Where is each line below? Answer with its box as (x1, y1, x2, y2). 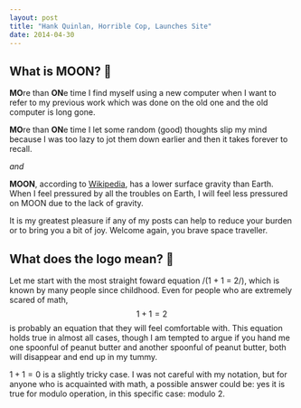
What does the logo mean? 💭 (9, 251, 174, 267)
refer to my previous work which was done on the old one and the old (9, 97, 268, 109)
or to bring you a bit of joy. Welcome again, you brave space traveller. (9, 225, 268, 236)
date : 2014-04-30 (9, 30, 75, 39)
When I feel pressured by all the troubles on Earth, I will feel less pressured (9, 188, 288, 199)
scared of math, (9, 295, 69, 305)
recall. (9, 144, 33, 155)
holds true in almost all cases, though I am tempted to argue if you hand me (9, 332, 291, 343)
